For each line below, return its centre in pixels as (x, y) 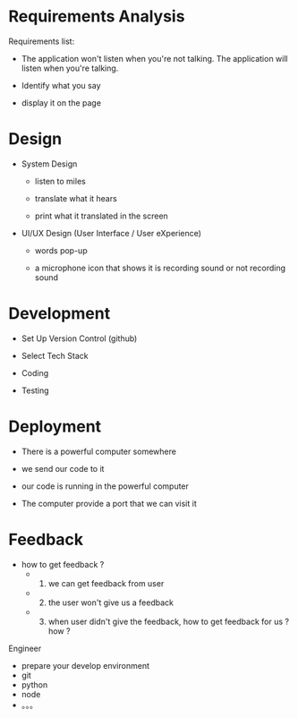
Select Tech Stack (55, 355)
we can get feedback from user (106, 583)
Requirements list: (42, 41)
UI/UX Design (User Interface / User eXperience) (111, 233)
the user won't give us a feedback (111, 603)
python (34, 684)
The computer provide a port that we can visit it (109, 503)
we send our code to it (63, 468)
